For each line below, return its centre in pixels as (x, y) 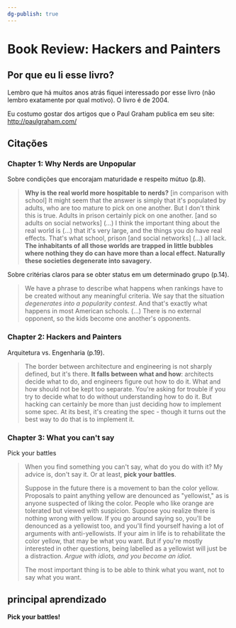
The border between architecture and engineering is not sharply (118, 366)
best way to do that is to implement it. (79, 419)
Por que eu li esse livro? (61, 75)
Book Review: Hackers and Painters (114, 49)
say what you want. (53, 577)
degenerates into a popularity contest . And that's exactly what (116, 303)
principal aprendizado (57, 600)
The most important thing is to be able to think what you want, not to (124, 570)
